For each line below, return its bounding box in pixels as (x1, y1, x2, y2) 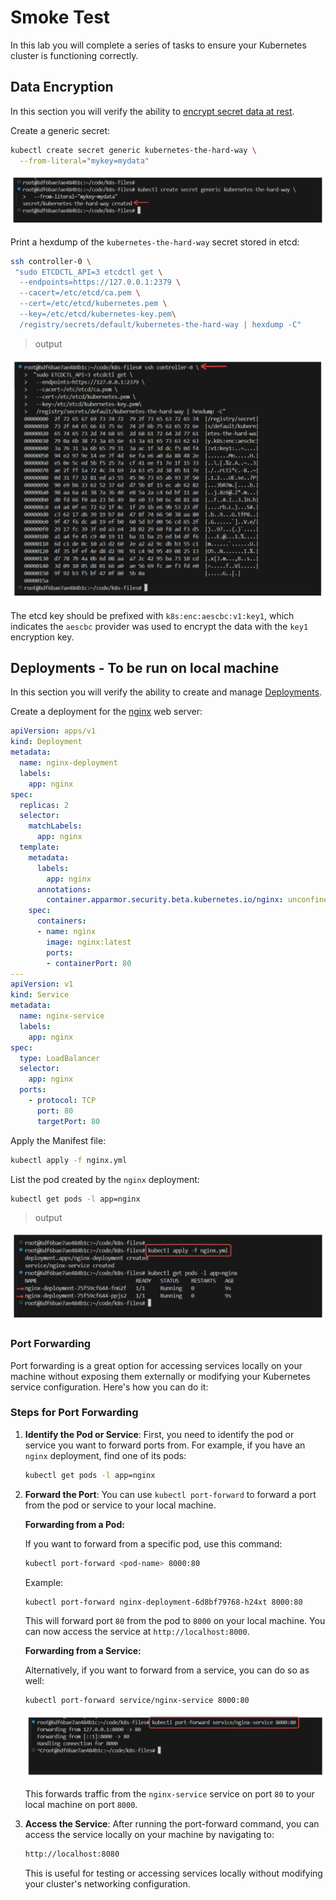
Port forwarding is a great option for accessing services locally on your (10, 1359, 303, 1371)
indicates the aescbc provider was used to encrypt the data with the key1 (10, 620, 309, 632)
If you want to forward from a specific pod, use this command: (24, 1537, 283, 1550)
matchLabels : (28, 821, 83, 831)
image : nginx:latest (46, 937, 132, 947)
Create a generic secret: (10, 124, 111, 136)
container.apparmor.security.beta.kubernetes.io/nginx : (46, 895, 284, 905)
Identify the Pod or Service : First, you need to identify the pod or (24, 1428, 295, 1440)
